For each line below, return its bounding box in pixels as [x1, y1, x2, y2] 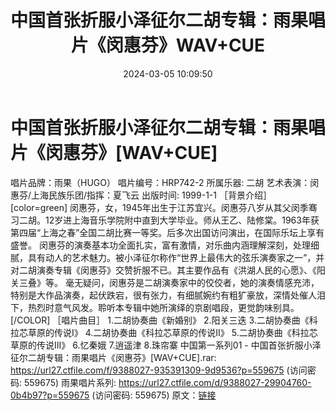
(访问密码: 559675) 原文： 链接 [91, 389, 217, 401]
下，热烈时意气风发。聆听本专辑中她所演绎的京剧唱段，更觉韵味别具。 [10, 301, 300, 313]
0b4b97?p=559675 [10, 389, 90, 401]
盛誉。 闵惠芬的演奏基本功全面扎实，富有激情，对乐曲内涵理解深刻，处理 [10, 239, 311, 251]
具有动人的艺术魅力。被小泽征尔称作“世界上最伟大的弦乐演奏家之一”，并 [27, 251, 325, 263]
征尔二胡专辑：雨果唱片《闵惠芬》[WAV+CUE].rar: [10, 351, 217, 363]
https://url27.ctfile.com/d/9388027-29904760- [118, 376, 312, 388]
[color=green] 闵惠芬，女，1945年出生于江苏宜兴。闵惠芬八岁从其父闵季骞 [10, 201, 318, 213]
